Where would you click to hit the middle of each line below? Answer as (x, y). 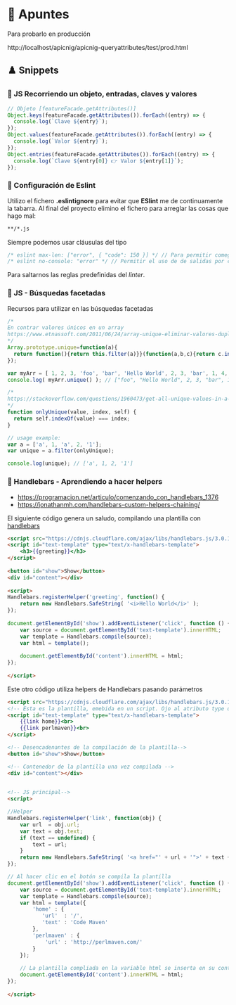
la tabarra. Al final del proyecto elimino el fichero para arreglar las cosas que (118, 208)
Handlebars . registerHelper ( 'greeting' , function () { (86, 597)
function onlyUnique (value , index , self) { (72, 412)
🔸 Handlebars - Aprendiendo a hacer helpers (85, 482)
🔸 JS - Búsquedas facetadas (57, 293)
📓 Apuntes (38, 14)
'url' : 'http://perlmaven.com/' (93, 942)
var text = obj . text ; (51, 831)
